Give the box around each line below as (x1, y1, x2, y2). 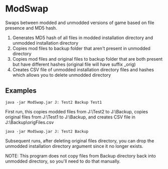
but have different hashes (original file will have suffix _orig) (12, 61, 136, 67)
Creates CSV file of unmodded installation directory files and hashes (12, 66, 154, 73)
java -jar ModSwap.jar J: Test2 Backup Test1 (5, 100, 102, 105)
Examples (5, 86, 37, 95)
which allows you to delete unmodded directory (12, 72, 111, 78)
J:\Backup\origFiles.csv (5, 119, 54, 125)
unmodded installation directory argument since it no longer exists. (5, 143, 143, 149)
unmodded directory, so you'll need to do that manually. (5, 158, 121, 164)
